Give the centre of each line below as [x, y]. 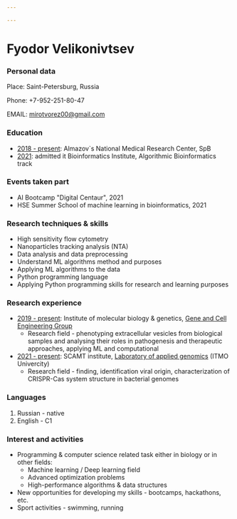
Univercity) [33, 364]
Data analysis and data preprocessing [73, 255]
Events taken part [38, 182]
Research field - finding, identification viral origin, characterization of [129, 371]
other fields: [35, 462]
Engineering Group [44, 326]
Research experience [44, 303]
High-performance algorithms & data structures [98, 485]
